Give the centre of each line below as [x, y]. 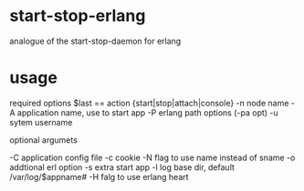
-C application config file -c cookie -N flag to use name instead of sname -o [152, 157]
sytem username [41, 122]
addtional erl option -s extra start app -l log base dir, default [122, 167]
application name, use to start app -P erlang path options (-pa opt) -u [147, 112]
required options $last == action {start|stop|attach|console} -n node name [149, 103]
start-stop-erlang [78, 16]
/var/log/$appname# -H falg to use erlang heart [99, 176]
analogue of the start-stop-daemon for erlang [95, 41]
